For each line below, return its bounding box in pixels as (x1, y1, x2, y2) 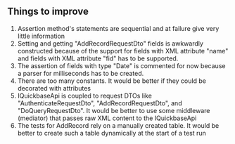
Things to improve (7, 6, 89, 18)
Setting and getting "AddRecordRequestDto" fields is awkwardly (17, 39, 204, 48)
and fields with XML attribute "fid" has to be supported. (17, 54, 179, 63)
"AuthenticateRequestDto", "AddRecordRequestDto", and (17, 98, 182, 107)
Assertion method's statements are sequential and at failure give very (17, 24, 220, 32)
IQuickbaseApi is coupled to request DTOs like (17, 91, 153, 100)
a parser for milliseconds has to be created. (17, 69, 144, 77)
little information (17, 32, 65, 40)
